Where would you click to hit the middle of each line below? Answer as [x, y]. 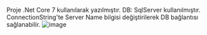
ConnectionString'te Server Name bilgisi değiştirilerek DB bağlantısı [102, 17]
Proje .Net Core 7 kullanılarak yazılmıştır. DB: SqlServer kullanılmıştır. [103, 10]
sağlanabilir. [23, 24]
